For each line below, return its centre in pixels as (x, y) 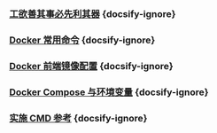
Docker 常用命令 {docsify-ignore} (82, 40)
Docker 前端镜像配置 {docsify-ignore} (92, 66)
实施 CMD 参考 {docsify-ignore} (78, 118)
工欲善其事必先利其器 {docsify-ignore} (93, 13)
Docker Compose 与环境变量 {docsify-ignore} (109, 92)
